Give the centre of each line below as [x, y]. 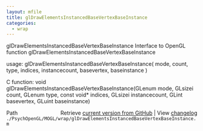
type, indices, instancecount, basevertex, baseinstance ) [77, 71]
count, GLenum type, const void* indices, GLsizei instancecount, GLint [95, 95]
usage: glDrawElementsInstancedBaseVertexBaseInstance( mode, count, [97, 64]
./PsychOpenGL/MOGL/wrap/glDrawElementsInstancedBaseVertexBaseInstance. [101, 119]
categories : [21, 23]
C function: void [26, 82]
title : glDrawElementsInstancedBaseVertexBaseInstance [77, 18]
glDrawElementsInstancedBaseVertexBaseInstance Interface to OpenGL [96, 46]
